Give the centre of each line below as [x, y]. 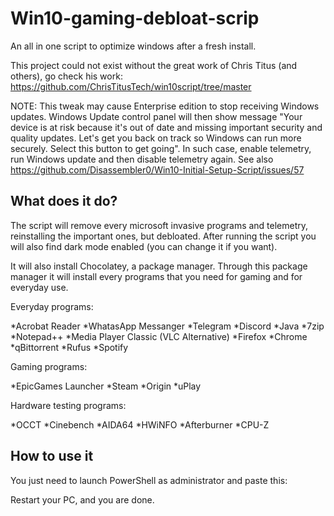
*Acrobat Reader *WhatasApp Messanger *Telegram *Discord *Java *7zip [167, 326]
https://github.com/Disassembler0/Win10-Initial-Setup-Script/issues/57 [157, 169]
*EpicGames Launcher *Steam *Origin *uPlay [106, 386]
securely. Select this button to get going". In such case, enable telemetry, [161, 148]
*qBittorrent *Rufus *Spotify [69, 347]
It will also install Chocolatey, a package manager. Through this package [159, 266]
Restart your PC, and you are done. [82, 499]
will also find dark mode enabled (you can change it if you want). [144, 246]
